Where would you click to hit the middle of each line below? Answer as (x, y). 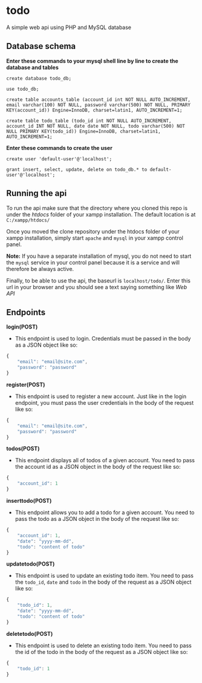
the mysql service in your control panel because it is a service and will (93, 262)
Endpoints (26, 312)
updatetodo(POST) (31, 564)
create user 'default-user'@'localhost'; (59, 159)
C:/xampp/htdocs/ (28, 220)
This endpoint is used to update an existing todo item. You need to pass (104, 576)
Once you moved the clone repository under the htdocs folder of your (93, 231)
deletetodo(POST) (30, 633)
